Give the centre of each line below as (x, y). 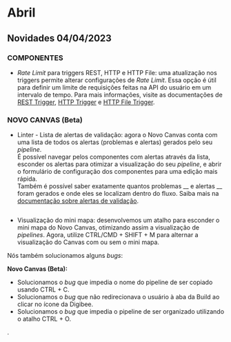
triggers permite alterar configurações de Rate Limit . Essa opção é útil (117, 80)
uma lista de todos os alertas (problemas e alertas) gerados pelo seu (115, 142)
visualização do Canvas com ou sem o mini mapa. (88, 242)
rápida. (27, 179)
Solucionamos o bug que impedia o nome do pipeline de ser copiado (115, 282)
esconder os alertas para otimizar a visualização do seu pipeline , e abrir (119, 164)
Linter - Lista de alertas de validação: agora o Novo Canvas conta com (117, 135)
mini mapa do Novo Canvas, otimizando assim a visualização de (108, 228)
